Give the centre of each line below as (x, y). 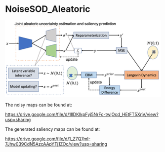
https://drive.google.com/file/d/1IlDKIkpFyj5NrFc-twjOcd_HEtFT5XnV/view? (82, 114)
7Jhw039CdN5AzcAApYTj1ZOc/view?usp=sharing (56, 144)
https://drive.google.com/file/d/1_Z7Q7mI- (48, 139)
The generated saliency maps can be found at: (53, 129)
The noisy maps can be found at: (39, 105)
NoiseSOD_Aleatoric (48, 9)
